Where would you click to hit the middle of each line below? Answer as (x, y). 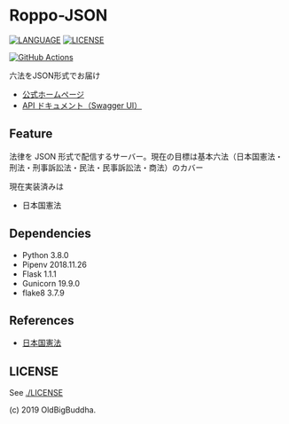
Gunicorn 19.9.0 (51, 283)
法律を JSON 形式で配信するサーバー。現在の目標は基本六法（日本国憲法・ (146, 156)
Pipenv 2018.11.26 (54, 264)
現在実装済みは (36, 186)
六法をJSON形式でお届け (55, 75)
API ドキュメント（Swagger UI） (82, 105)
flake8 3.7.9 (43, 293)
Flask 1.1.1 (39, 274)
